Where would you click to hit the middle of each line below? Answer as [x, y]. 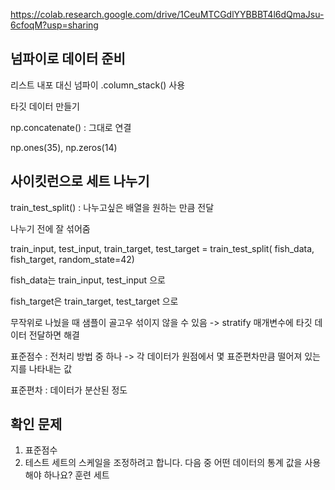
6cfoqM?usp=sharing [54, 25]
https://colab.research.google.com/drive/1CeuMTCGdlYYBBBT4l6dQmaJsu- [167, 14]
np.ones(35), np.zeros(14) [64, 147]
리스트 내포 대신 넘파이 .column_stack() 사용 [98, 85]
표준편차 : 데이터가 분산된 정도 [69, 390]
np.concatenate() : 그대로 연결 [71, 127]
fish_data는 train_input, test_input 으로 [88, 280]
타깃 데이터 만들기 [45, 106]
